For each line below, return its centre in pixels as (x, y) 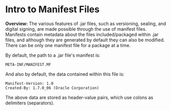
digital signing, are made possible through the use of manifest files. (76, 29)
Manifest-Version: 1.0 (29, 83)
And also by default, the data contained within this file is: (65, 74)
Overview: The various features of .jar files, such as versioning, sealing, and (86, 24)
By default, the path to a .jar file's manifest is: (53, 55)
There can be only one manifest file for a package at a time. (68, 45)
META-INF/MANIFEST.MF (28, 64)
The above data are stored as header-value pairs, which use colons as (79, 97)
